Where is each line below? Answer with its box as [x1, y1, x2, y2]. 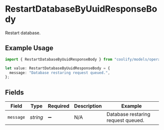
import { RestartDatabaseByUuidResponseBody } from [5, 57, 112, 62]
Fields [5, 88, 24, 96]
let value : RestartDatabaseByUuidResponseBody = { [5, 66, 110, 71]
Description [74, 103, 102, 110]
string [30, 114, 43, 121]
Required [48, 103, 70, 110]
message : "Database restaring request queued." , [9, 70, 110, 75]
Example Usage [5, 44, 54, 52]
